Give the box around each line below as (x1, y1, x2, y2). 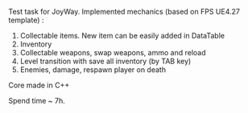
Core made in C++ (8, 80, 70, 90)
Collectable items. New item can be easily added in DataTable (19, 31, 225, 40)
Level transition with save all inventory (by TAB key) (19, 56, 192, 66)
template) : (8, 15, 44, 25)
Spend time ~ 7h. (8, 96, 66, 105)
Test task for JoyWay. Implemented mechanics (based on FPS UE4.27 (8, 7, 240, 16)
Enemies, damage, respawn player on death (19, 65, 167, 75)
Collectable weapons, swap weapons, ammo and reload (19, 48, 206, 57)
